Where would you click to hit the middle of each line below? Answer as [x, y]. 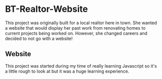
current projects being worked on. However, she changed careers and [76, 33]
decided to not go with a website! [39, 39]
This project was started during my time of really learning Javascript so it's [81, 66]
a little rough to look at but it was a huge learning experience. [67, 71]
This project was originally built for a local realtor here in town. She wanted [81, 23]
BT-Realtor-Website [47, 9]
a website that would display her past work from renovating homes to [75, 28]
